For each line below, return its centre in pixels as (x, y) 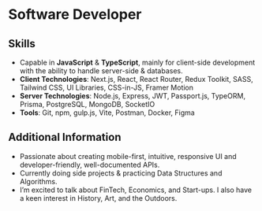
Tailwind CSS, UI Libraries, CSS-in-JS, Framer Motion (107, 87)
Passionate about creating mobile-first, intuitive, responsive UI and (128, 156)
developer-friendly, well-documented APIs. (90, 165)
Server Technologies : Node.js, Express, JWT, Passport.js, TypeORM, (133, 96)
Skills (22, 44)
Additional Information (65, 137)
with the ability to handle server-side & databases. (101, 71)
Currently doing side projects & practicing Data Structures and (121, 173)
